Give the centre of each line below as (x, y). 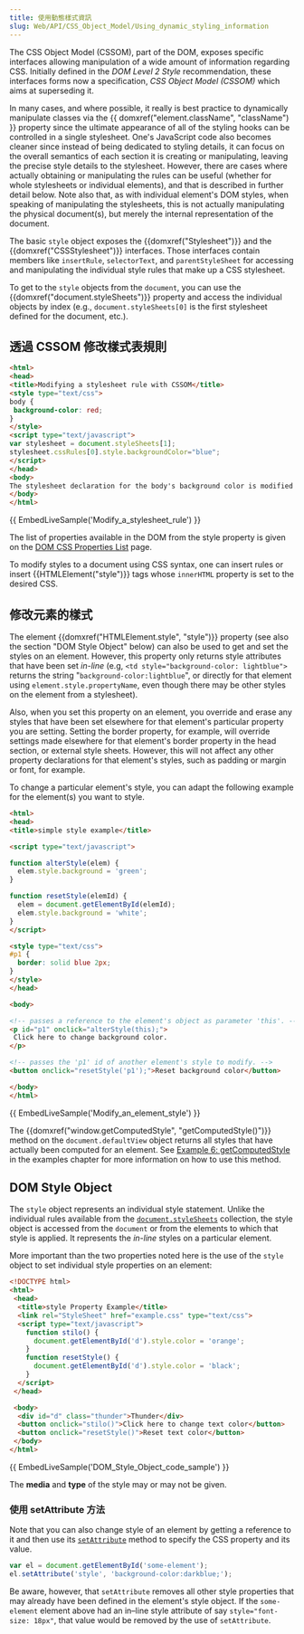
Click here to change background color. (90, 1038)
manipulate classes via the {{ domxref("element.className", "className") (149, 118)
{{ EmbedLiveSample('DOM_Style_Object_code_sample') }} (119, 1467)
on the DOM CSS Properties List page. (81, 547)
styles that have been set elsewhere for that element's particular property (147, 722)
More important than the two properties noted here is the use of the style (147, 1256)
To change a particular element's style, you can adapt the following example (152, 787)
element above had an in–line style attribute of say (134, 1610)
